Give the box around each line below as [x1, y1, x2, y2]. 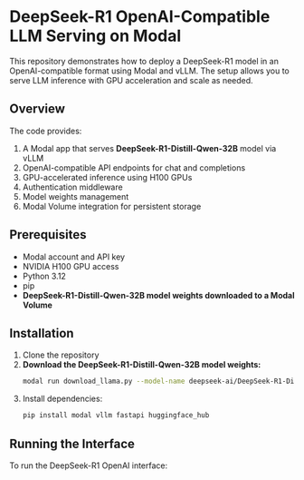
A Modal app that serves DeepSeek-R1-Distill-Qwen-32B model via [22, 142, 277, 153]
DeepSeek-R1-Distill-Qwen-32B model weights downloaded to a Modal [22, 289, 295, 300]
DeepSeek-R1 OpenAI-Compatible [9, 6, 271, 27]
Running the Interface [9, 436, 136, 451]
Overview [9, 102, 66, 117]
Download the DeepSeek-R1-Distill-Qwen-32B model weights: [22, 359, 261, 370]
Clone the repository [22, 349, 100, 360]
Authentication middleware [22, 181, 124, 192]
